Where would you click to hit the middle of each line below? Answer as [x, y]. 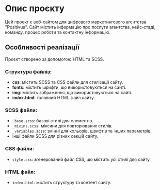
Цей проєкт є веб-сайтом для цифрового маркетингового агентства [76, 22]
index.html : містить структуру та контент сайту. [62, 182]
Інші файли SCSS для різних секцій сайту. [55, 136]
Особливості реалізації [42, 47]
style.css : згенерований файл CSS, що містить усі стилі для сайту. [81, 159]
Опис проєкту [35, 8]
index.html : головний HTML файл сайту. [53, 98]
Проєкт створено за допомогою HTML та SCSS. [55, 59]
